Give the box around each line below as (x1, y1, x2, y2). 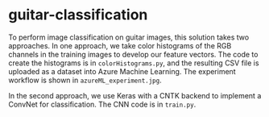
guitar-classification (8, 6, 148, 24)
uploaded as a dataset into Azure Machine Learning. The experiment (8, 66, 236, 76)
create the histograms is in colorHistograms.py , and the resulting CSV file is (8, 58, 259, 68)
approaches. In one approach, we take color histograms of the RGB (8, 40, 232, 50)
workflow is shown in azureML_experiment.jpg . (8, 75, 163, 85)
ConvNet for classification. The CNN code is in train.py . (8, 99, 197, 109)
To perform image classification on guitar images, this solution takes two (8, 32, 250, 42)
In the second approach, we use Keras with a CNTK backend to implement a (8, 90, 262, 100)
